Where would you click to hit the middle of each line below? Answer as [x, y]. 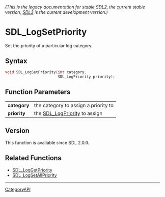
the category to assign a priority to [74, 105]
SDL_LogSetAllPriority [35, 175]
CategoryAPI [18, 189]
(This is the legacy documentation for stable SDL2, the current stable [75, 7]
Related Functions [33, 158]
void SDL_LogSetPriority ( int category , [46, 72]
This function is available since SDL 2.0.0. [47, 142]
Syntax [16, 61]
